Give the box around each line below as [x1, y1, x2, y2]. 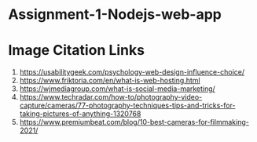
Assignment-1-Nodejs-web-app [8, 5, 222, 24]
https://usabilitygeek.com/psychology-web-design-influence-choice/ [19, 67, 245, 77]
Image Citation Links [8, 42, 145, 60]
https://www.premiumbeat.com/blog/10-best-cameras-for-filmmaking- [19, 118, 249, 127]
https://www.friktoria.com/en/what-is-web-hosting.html [19, 76, 200, 86]
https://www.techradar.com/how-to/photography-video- [19, 93, 203, 102]
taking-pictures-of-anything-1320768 [19, 109, 141, 118]
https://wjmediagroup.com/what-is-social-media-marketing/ [19, 84, 216, 93]
